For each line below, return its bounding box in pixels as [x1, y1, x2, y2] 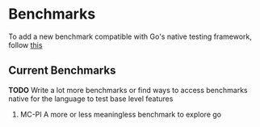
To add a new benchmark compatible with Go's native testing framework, [8, 32, 253, 41]
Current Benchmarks [8, 64, 116, 78]
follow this [8, 40, 43, 49]
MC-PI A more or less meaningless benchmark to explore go [19, 109, 222, 119]
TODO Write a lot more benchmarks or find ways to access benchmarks [8, 85, 248, 95]
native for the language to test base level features [8, 94, 174, 104]
